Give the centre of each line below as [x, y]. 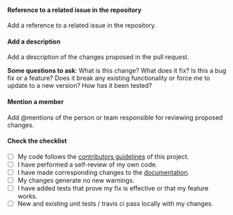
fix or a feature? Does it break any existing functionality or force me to [109, 78]
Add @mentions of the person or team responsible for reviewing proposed [115, 117]
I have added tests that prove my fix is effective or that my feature [113, 188]
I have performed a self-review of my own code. [87, 164]
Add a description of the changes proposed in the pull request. [98, 57]
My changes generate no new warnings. [76, 180]
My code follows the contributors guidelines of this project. [103, 156]
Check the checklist [37, 141]
